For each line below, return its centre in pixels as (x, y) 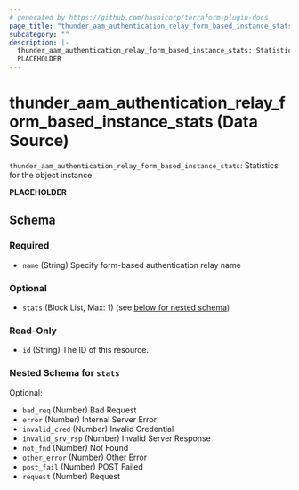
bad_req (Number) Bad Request (79, 410)
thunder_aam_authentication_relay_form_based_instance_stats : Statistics (144, 165)
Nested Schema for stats (65, 373)
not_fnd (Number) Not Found (75, 447)
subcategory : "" (39, 34)
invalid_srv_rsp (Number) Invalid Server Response (116, 438)
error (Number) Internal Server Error (89, 419)
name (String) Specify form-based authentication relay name (132, 265)
